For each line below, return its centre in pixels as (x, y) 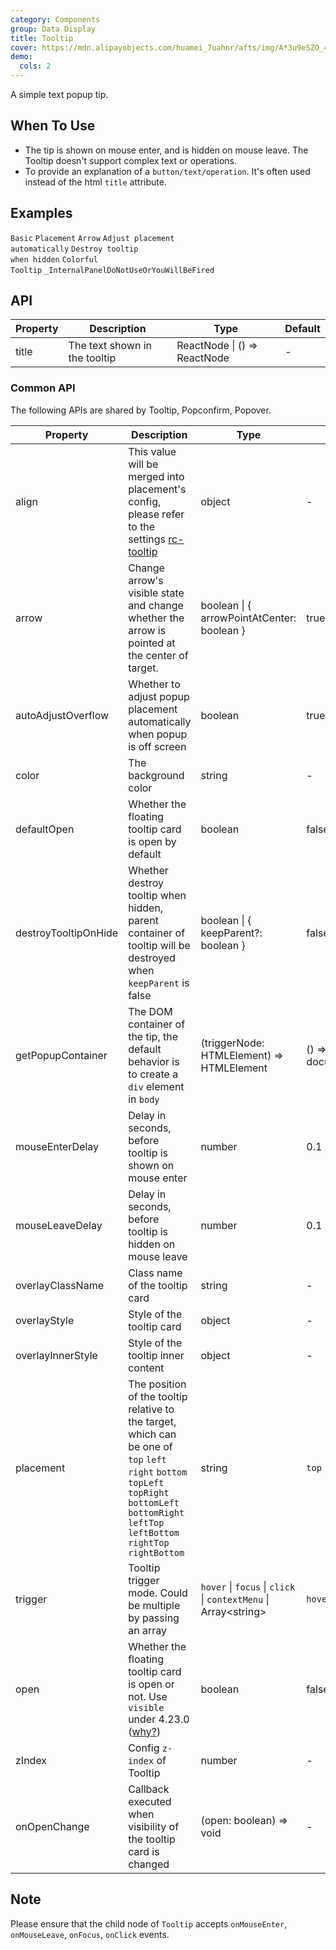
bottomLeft (154, 1502)
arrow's (146, 580)
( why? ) (145, 1731)
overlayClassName (59, 1285)
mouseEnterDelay (57, 1146)
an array (147, 1630)
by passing (154, 1618)
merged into (156, 476)
